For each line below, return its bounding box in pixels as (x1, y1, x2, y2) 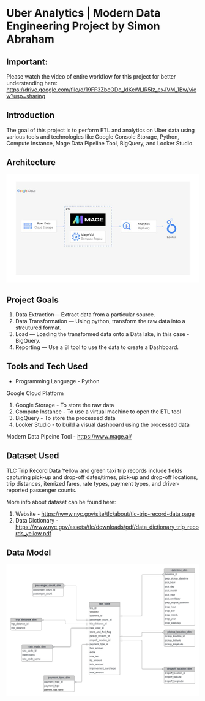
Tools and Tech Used (6, 361, 88, 372)
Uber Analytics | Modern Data (6, 6, 161, 20)
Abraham (6, 33, 55, 46)
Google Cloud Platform (6, 389, 64, 397)
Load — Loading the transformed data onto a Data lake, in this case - (15, 330, 190, 337)
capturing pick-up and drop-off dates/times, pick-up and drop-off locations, (6, 473, 198, 481)
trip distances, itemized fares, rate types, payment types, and (6, 480, 162, 487)
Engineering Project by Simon (6, 19, 160, 33)
